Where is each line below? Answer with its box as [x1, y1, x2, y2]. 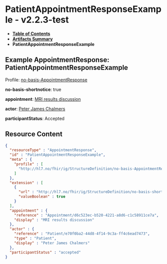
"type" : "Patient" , [14, 236, 57, 241]
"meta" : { [9, 157, 32, 162]
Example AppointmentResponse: [5, 56, 109, 64]
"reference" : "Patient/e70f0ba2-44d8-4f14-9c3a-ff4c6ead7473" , [14, 231, 150, 237]
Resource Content [5, 130, 63, 138]
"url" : [18, 190, 35, 195]
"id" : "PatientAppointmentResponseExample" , [9, 152, 106, 158]
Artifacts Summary [12, 36, 53, 42]
